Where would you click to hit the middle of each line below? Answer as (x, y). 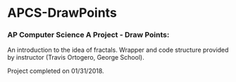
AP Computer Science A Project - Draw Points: (88, 35)
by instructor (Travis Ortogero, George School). (76, 57)
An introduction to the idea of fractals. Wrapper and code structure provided (118, 50)
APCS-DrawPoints (62, 13)
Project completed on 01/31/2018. (56, 71)
